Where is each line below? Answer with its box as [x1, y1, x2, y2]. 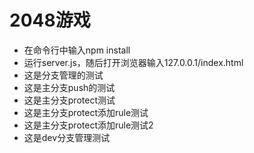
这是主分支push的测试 [23, 81, 116, 93]
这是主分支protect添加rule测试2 [23, 119, 154, 131]
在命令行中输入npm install [23, 44, 131, 56]
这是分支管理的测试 [23, 69, 104, 81]
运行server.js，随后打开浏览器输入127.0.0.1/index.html [23, 56, 244, 68]
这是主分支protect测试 [23, 94, 116, 106]
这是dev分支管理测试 [23, 131, 111, 143]
